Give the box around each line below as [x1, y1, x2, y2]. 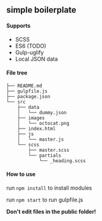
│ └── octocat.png [17, 120, 70, 126]
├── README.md [6, 83, 43, 89]
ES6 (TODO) [15, 42, 47, 50]
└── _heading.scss [38, 157, 86, 164]
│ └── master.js [17, 136, 64, 143]
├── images [17, 114, 45, 121]
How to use [6, 171, 35, 178]
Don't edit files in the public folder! [6, 208, 97, 215]
